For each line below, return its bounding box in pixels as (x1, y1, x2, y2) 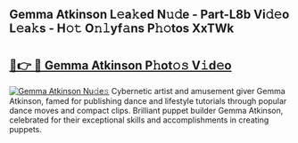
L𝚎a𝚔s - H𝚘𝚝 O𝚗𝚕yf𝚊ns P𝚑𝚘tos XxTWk (9, 21, 235, 36)
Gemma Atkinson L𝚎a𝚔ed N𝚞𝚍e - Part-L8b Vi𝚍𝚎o (9, 7, 290, 22)
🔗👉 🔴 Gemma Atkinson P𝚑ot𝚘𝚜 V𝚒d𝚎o (9, 58, 232, 73)
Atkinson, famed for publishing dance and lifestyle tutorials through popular (9, 96, 287, 106)
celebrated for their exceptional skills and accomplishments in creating (9, 115, 269, 125)
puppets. (9, 124, 43, 134)
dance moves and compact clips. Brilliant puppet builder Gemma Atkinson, (9, 106, 284, 115)
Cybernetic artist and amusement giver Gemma (111, 86, 286, 96)
